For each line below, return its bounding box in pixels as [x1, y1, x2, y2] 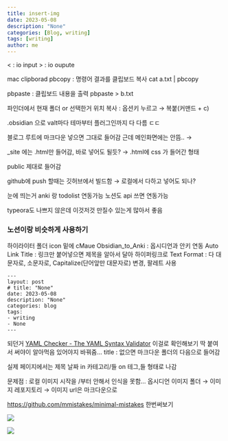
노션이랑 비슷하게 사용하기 [7, 224, 89, 234]
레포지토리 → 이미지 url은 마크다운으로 [14, 385, 118, 394]
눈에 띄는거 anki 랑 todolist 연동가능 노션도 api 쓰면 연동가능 [7, 191, 169, 200]
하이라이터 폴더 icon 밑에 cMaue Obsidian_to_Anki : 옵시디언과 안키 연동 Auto [7, 241, 218, 250]
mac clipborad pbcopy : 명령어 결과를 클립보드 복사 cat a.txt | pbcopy [7, 75, 199, 83]
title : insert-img [7, 10, 60, 17]
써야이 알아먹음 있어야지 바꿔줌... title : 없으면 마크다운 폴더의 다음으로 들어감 [14, 348, 220, 357]
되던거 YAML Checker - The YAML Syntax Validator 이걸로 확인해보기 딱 [7, 339, 206, 348]
